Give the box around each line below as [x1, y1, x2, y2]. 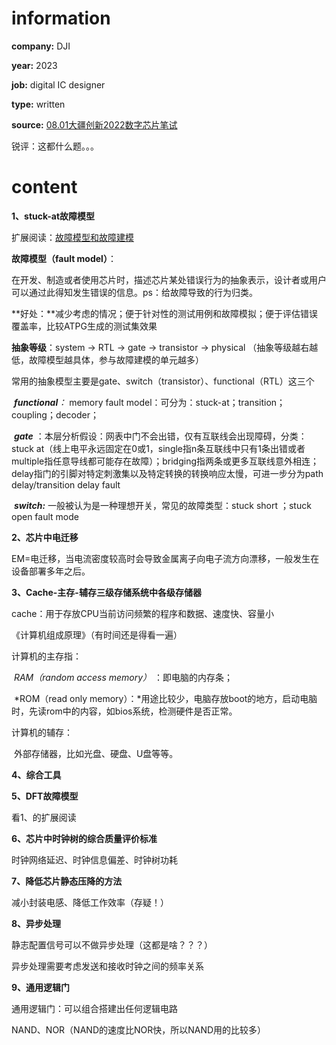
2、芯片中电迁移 [11, 531, 79, 543]
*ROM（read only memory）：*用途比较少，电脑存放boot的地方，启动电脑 [13, 692, 318, 704]
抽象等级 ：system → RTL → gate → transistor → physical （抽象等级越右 [11, 341, 310, 353]
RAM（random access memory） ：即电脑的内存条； [13, 671, 234, 683]
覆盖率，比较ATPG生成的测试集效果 [11, 320, 158, 332]
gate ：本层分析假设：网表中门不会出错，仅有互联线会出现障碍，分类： [13, 430, 308, 442]
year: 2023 [11, 59, 58, 71]
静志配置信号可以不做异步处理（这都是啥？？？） [11, 938, 213, 951]
